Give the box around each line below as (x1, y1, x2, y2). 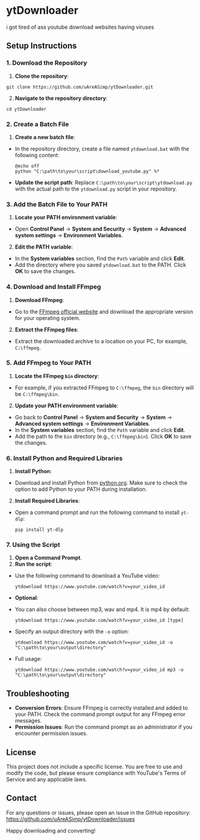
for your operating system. (14, 314, 81, 321)
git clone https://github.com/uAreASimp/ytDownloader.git (6, 84, 153, 90)
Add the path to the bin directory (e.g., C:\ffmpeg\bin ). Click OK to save (14, 433, 192, 440)
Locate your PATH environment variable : (14, 214, 118, 221)
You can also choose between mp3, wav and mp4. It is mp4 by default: (14, 606, 190, 613)
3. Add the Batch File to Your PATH (6, 200, 107, 209)
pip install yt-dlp (14, 527, 64, 533)
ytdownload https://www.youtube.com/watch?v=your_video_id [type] (14, 618, 184, 624)
